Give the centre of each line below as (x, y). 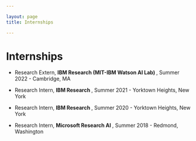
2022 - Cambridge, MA (42, 79)
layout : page (22, 16)
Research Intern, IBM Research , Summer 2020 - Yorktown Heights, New (102, 108)
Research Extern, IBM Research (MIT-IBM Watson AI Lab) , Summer (97, 73)
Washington (29, 132)
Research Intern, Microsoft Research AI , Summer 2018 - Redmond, (96, 125)
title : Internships (30, 22)
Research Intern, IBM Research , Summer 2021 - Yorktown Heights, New (102, 90)
